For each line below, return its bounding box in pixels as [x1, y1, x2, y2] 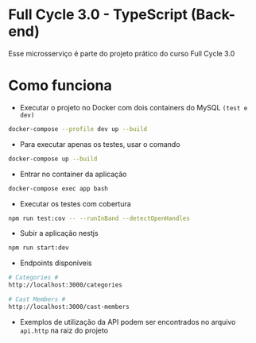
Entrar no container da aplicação [19, 169, 127, 179]
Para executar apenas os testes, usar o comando [19, 139, 180, 148]
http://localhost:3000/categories [8, 281, 123, 289]
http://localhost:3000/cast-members [8, 303, 130, 310]
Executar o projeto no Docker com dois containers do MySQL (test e [19, 102, 248, 112]
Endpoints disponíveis [19, 258, 92, 268]
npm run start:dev [8, 244, 69, 252]
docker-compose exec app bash [8, 184, 109, 192]
